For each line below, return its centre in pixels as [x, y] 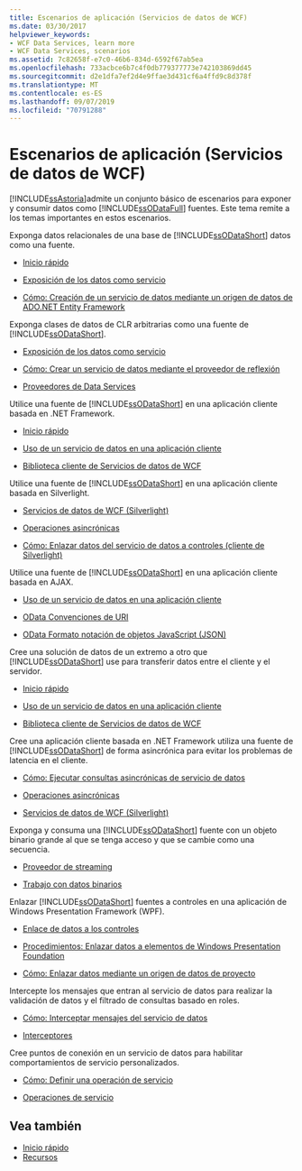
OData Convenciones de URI [75, 617]
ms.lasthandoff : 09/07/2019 [62, 101]
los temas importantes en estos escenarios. [90, 218]
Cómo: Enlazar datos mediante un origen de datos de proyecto [139, 973]
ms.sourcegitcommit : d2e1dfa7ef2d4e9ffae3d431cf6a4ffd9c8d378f [131, 77]
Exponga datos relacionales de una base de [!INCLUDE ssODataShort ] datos [150, 235]
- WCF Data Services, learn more [72, 43]
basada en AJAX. [41, 582]
